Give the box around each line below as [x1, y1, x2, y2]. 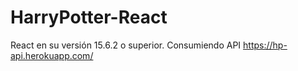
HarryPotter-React [10, 6, 168, 29]
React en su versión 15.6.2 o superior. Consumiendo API [10, 39, 242, 51]
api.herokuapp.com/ [10, 49, 94, 61]
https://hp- [243, 39, 288, 51]
